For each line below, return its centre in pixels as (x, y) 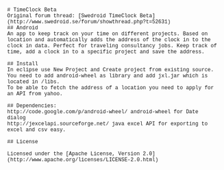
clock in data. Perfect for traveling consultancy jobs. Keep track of (112, 46)
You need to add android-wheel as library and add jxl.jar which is (108, 76)
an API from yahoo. (35, 94)
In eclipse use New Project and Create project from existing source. (111, 70)
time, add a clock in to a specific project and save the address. (106, 52)
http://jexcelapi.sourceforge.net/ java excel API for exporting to (108, 124)
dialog (16, 118)
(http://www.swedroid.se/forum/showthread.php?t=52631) (89, 22)
